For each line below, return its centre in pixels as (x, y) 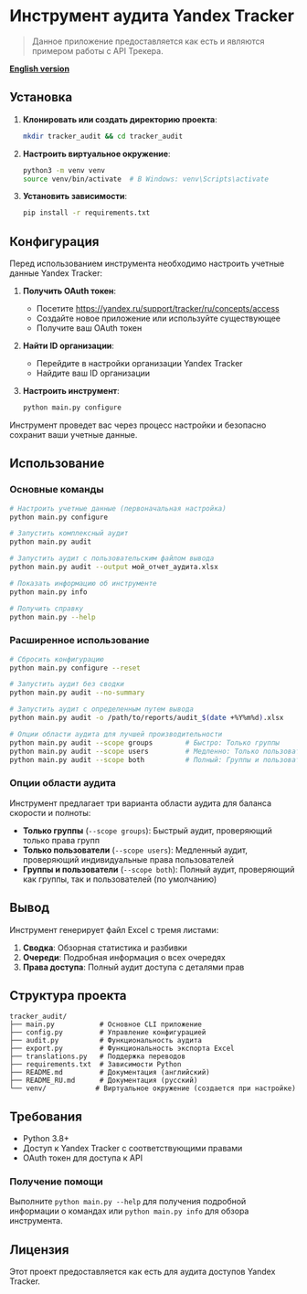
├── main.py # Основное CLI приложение (106, 1024)
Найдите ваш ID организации (93, 373)
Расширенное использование (79, 641)
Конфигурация (54, 242)
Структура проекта (68, 996)
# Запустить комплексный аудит (69, 534)
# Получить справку (47, 609)
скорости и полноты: (50, 812)
